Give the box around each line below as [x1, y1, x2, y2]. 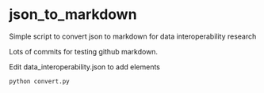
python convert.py [9, 77, 70, 85]
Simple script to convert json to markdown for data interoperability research [9, 32, 257, 41]
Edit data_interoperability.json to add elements [9, 61, 161, 72]
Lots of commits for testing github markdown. [9, 46, 158, 56]
